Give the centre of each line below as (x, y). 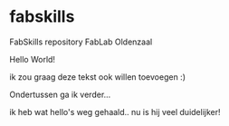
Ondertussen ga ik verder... (60, 94)
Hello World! (33, 59)
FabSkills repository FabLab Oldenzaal (81, 42)
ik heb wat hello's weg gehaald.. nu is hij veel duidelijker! (115, 111)
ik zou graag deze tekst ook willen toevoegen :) (97, 77)
